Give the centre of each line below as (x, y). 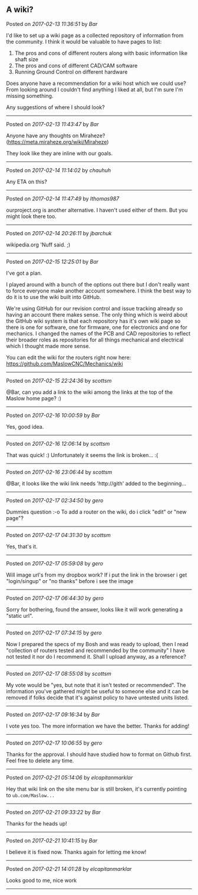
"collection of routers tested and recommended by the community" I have (95, 650)
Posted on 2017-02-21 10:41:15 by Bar (52, 840)
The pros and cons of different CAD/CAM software (76, 65)
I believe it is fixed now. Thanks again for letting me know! (76, 852)
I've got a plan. (24, 273)
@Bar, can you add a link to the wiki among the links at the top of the (89, 392)
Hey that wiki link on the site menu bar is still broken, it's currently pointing (97, 789)
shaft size (27, 59)
